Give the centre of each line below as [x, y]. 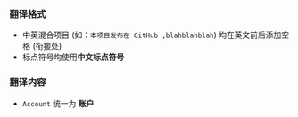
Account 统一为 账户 [58, 103]
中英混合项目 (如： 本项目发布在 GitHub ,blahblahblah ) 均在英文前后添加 [152, 35]
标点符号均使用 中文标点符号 [73, 57]
